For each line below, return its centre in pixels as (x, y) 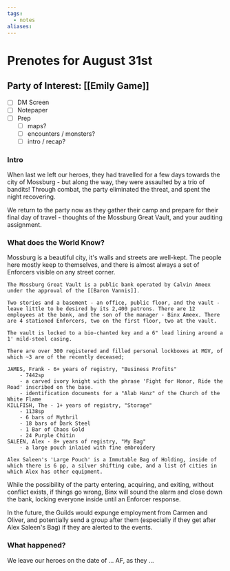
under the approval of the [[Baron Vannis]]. (73, 291)
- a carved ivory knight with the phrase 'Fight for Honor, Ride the (122, 381)
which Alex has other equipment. (55, 472)
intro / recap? (46, 141)
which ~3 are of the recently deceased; (66, 357)
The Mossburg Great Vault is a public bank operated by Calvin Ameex (109, 285)
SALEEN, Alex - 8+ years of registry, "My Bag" (77, 442)
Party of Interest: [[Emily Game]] (78, 86)
